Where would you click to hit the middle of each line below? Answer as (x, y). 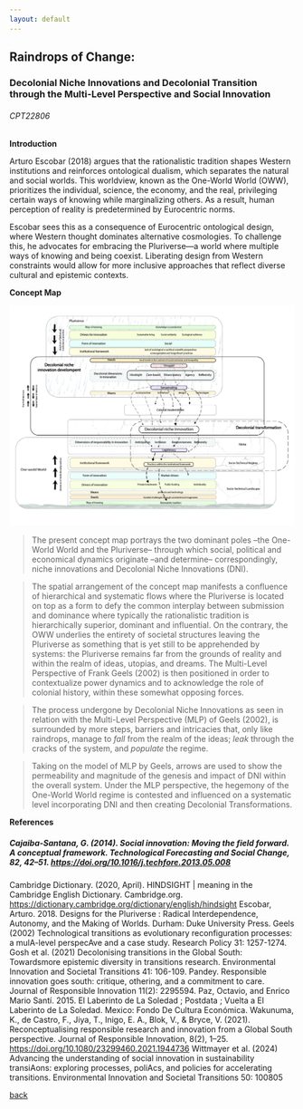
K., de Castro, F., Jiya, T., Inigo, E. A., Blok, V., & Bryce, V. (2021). (130, 1020)
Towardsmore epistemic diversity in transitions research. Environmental (142, 962)
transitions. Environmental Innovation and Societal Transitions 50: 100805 (146, 1077)
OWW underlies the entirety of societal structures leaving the (146, 635)
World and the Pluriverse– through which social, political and (169, 550)
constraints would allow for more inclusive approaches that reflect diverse (147, 265)
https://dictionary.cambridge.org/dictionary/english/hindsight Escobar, (141, 904)
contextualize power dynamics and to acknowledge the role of (147, 683)
